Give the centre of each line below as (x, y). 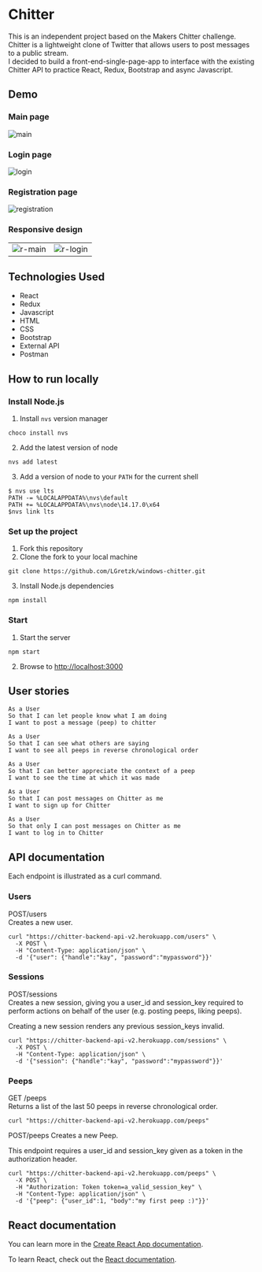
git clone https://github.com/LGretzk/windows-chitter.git (107, 571)
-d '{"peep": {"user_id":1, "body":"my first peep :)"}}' (113, 1201)
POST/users (28, 914)
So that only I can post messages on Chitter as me (94, 826)
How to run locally (54, 379)
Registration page (43, 192)
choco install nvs (38, 433)
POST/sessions (33, 994)
